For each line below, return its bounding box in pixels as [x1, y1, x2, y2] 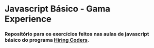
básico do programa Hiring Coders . [4, 37, 89, 44]
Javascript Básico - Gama [4, 3, 110, 14]
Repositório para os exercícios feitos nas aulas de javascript [4, 31, 149, 37]
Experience [4, 13, 51, 24]
